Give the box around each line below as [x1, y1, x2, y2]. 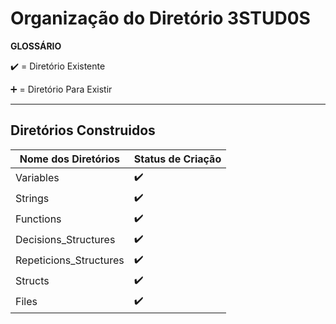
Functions [15, 212, 62, 226]
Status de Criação [133, 152, 222, 166]
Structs [15, 274, 50, 288]
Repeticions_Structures [15, 253, 125, 267]
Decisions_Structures [15, 233, 116, 247]
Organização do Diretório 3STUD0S [10, 7, 311, 30]
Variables [15, 171, 60, 185]
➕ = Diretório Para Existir [10, 83, 113, 95]
